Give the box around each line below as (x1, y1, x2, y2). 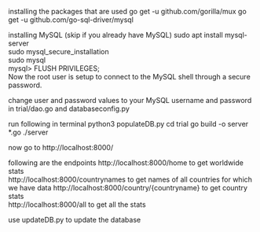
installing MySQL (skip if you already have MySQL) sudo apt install (8, 31, 224, 39)
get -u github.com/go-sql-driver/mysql (8, 15, 134, 24)
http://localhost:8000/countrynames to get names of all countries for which (8, 175, 253, 184)
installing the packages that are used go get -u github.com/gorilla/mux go (8, 7, 247, 16)
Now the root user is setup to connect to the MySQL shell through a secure (8, 72, 251, 81)
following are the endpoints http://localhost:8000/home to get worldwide (8, 158, 244, 168)
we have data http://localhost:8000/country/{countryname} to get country (8, 183, 248, 192)
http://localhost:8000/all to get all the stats (8, 200, 147, 209)
